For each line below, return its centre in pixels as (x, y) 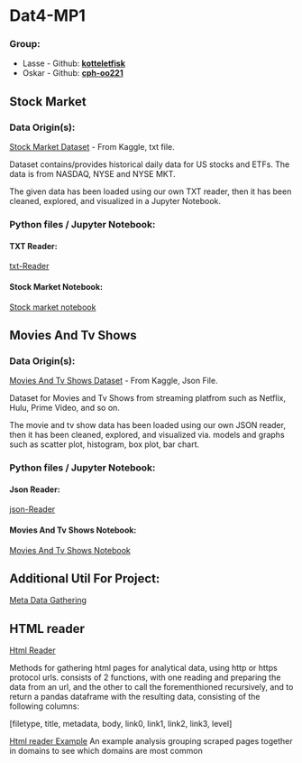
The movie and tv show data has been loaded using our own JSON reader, (148, 425)
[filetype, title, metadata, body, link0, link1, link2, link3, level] (121, 724)
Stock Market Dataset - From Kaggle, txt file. (92, 147)
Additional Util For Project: (85, 578)
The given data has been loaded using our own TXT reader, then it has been (151, 191)
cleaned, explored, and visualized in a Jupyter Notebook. (115, 201)
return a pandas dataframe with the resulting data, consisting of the (135, 697)
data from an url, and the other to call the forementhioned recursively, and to (151, 687)
